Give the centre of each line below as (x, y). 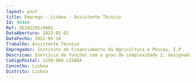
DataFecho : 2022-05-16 (34, 39)
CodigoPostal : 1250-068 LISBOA (44, 60)
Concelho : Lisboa (27, 66)
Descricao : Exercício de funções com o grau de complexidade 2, (86, 55)
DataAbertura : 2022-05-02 (37, 33)
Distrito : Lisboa (27, 71)
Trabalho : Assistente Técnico (43, 44)
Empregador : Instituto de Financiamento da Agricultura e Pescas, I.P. (95, 50)
